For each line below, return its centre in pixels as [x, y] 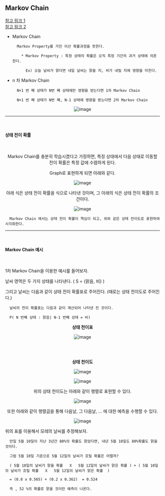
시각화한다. [15, 224]
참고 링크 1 [15, 20]
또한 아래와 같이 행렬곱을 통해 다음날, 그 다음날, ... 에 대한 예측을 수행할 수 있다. [82, 411]
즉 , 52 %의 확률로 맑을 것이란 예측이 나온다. [51, 489]
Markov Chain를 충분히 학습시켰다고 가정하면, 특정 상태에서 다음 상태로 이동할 [82, 157]
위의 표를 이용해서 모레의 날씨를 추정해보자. [46, 431]
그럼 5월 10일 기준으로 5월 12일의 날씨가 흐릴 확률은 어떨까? [64, 456]
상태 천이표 [82, 327]
